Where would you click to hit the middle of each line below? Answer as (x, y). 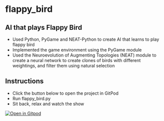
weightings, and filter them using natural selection (64, 66)
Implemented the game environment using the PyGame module (77, 50)
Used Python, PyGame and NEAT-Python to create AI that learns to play (86, 39)
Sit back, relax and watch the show (48, 104)
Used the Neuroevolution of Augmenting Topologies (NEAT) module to (84, 55)
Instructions (24, 81)
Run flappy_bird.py (31, 98)
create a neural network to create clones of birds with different (77, 60)
